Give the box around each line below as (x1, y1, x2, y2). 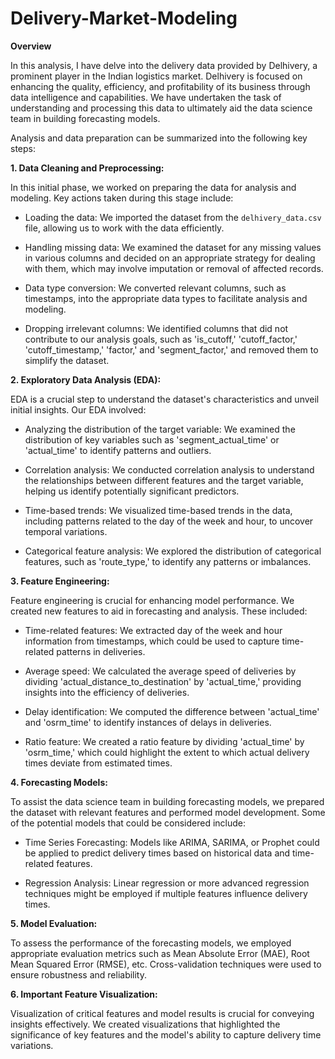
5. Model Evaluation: (10, 917, 98, 929)
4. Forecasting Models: (10, 776, 108, 788)
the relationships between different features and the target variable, (24, 474, 304, 486)
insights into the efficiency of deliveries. (24, 686, 190, 698)
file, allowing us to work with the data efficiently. (24, 222, 225, 234)
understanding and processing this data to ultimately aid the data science (10, 102, 313, 114)
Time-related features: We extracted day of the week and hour (24, 624, 283, 636)
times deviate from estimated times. (24, 757, 173, 769)
